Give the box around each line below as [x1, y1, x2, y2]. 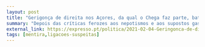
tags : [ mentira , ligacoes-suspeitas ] [6, 32, 99, 38]
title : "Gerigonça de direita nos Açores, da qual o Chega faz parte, [6, 15, 190, 21]
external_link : [6, 26, 45, 32]
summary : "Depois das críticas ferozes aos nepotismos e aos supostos [6, 20, 190, 26]
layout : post [6, 9, 40, 15]
